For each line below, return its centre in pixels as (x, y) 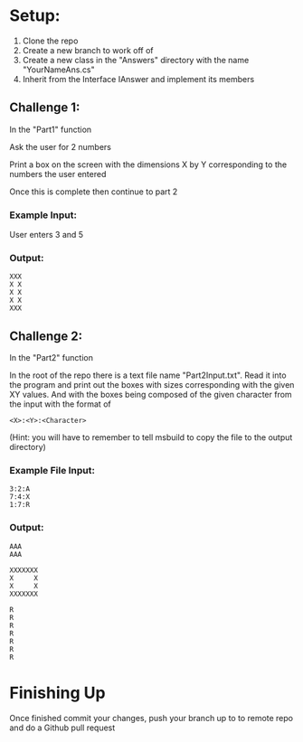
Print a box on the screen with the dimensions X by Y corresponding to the (148, 164)
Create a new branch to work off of (88, 50)
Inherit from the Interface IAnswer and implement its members (138, 79)
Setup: (35, 16)
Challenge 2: (46, 336)
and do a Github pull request (62, 728)
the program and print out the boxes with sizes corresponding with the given (152, 385)
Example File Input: (52, 471)
